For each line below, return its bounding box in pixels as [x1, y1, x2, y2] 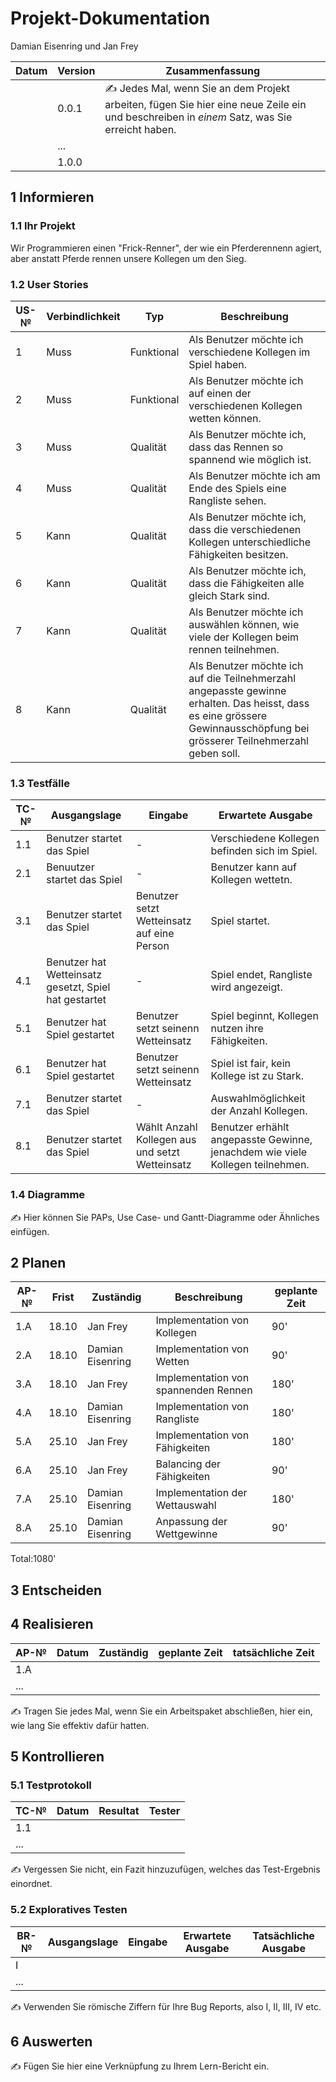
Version [57, 63, 96, 77]
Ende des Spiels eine [188, 481, 287, 495]
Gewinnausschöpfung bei [188, 721, 310, 735]
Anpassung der [155, 1515, 228, 1529]
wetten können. [188, 411, 262, 425]
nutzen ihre [210, 1022, 264, 1036]
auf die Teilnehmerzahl [188, 671, 297, 685]
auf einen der [188, 386, 252, 400]
